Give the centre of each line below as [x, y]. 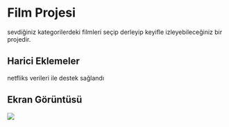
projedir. [19, 39]
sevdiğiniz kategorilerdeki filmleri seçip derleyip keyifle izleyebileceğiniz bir [115, 32]
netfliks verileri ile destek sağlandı [56, 78]
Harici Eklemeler [43, 61]
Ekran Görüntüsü [45, 100]
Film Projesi [42, 13]
